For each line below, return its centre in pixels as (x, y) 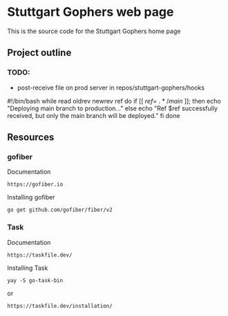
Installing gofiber (31, 197)
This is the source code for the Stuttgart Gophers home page (94, 31)
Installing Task (28, 268)
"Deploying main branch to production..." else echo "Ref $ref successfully (113, 108)
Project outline (39, 53)
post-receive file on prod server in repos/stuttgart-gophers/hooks (111, 88)
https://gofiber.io (35, 185)
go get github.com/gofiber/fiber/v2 (60, 210)
